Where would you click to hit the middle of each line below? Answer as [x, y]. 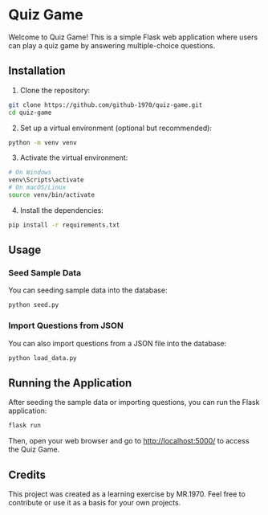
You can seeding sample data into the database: [88, 290]
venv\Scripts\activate [46, 180]
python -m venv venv [43, 142]
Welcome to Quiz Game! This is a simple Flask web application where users [133, 37]
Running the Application [70, 383]
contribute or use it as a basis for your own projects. [95, 502]
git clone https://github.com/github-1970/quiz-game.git [106, 105]
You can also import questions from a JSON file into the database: [118, 343]
